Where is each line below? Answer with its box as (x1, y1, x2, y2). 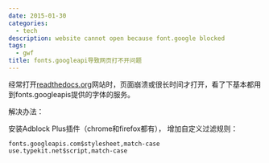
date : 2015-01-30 (8, 11, 67, 20)
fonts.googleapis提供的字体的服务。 (14, 89, 135, 99)
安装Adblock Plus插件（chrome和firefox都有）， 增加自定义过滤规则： (8, 124, 238, 133)
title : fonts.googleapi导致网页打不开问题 (8, 57, 143, 65)
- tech (15, 26, 38, 35)
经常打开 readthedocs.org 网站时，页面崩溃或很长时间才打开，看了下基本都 (8, 79, 255, 89)
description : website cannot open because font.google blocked (8, 34, 226, 43)
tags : (8, 42, 27, 50)
